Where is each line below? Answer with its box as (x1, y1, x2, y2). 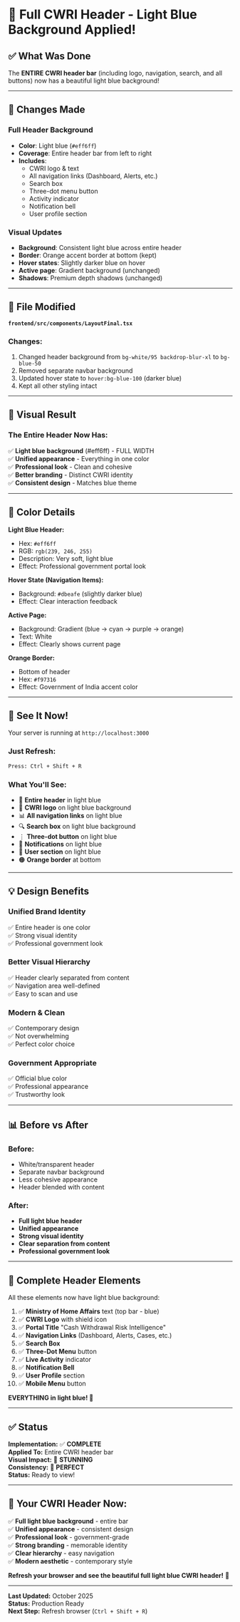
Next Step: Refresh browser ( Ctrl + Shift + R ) (8, 1606, 148, 1615)
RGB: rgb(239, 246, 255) (18, 547, 93, 555)
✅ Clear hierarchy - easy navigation (8, 1549, 115, 1557)
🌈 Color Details (8, 506, 75, 519)
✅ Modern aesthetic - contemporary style (8, 1556, 133, 1565)
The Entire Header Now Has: (8, 430, 108, 440)
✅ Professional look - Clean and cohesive (8, 463, 132, 471)
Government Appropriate (8, 1058, 97, 1068)
